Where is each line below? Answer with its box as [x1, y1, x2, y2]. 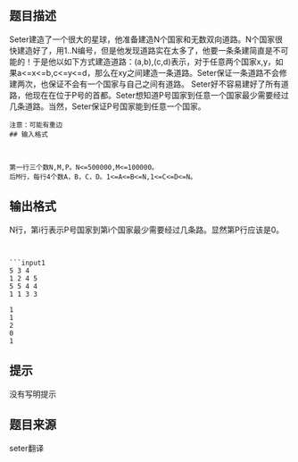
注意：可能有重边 [9, 120, 63, 130]
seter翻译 [9, 442, 45, 453]
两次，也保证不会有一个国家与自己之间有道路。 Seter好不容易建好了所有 [16, 79, 281, 89]
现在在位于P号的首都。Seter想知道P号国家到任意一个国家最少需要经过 [32, 89, 289, 100]
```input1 [9, 258, 46, 268]
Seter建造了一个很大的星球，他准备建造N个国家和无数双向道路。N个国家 [9, 34, 276, 45]
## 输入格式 [9, 130, 49, 139]
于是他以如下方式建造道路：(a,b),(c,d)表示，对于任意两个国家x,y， [32, 56, 277, 67]
